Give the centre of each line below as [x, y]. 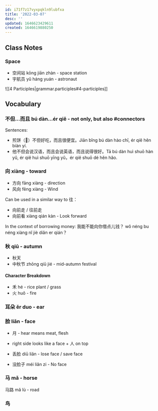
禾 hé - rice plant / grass [37, 287]
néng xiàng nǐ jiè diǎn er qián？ [36, 232]
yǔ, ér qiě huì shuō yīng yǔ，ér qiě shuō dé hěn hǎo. [65, 158]
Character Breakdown [28, 275]
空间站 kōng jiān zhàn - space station [49, 73]
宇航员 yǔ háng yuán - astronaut [44, 79]
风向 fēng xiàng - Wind [35, 189]
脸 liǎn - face [20, 321]
